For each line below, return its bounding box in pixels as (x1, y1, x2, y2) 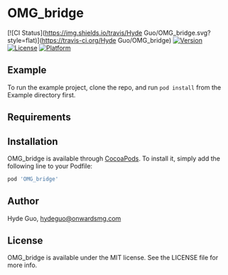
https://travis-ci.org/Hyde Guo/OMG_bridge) (41, 36, 172, 44)
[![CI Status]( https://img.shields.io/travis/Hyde (7, 28, 143, 37)
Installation (7, 135, 58, 147)
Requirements (7, 112, 71, 124)
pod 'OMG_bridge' (7, 176, 59, 183)
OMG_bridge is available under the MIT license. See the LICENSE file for (7, 254, 219, 262)
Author (7, 195, 39, 207)
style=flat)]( (7, 36, 43, 44)
